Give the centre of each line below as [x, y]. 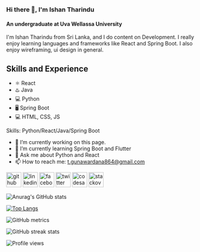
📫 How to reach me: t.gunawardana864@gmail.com [80, 162]
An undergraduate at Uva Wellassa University [64, 24]
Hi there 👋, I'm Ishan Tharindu [50, 10]
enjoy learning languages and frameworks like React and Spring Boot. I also [99, 44]
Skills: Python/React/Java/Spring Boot [53, 130]
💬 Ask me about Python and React [57, 154]
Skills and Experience [47, 69]
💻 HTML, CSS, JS [37, 117]
